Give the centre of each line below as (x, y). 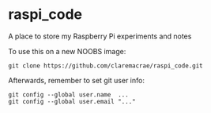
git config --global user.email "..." (72, 101)
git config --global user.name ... (68, 95)
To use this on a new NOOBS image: (67, 51)
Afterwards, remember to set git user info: (76, 80)
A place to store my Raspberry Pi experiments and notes (100, 36)
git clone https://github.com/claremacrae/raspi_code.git (105, 66)
